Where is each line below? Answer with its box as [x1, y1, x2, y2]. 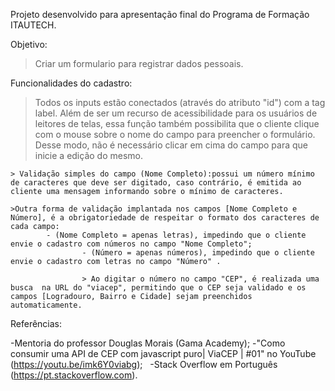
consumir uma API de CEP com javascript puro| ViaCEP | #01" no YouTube [10, 348, 317, 359]
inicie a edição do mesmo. [34, 150, 144, 161]
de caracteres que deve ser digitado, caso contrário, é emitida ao [10, 178, 302, 188]
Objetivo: [10, 39, 48, 50]
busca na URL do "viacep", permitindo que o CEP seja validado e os [10, 283, 307, 293]
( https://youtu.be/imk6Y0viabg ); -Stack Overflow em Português [10, 359, 278, 370]
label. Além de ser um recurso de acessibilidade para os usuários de [34, 107, 318, 119]
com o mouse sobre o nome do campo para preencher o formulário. [34, 129, 316, 140]
